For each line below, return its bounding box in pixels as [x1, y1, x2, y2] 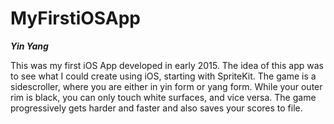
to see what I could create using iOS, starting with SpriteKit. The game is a [10, 70, 317, 82]
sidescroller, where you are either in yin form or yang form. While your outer [10, 80, 323, 92]
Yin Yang [10, 40, 49, 52]
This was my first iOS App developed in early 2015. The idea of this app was [10, 59, 324, 71]
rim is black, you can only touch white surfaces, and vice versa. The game [10, 91, 317, 103]
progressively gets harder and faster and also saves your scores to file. [10, 102, 303, 114]
